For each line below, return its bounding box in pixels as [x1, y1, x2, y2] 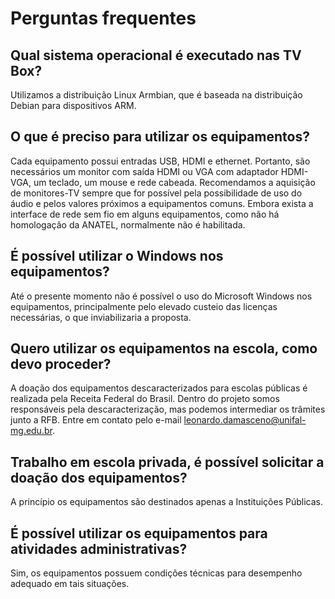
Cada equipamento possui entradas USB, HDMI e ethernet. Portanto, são [10, 155, 311, 167]
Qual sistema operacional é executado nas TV [10, 47, 302, 64]
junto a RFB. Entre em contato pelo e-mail [10, 414, 182, 426]
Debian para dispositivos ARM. [10, 100, 137, 111]
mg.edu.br [10, 425, 53, 437]
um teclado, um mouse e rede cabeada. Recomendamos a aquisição [33, 176, 316, 188]
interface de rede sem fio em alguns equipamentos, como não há [10, 208, 280, 220]
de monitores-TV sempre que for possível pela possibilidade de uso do [10, 187, 303, 199]
